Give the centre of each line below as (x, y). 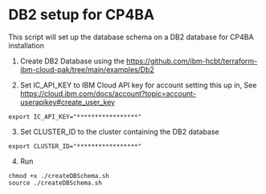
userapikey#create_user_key (67, 102)
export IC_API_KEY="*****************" (75, 117)
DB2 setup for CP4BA (82, 15)
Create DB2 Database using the (72, 61)
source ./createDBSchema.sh (55, 183)
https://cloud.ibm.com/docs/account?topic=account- (108, 93)
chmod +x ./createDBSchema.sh (59, 176)
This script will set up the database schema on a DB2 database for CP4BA (131, 37)
